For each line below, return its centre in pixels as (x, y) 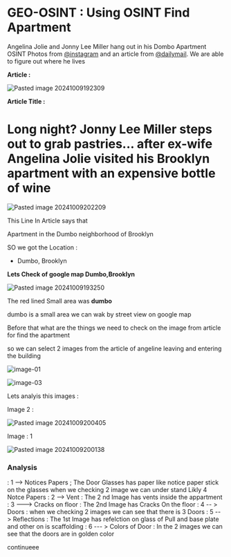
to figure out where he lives (46, 61)
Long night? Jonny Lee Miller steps (110, 130)
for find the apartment (39, 335)
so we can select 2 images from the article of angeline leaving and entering (114, 348)
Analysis (22, 467)
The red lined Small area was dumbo (60, 301)
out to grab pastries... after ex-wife (110, 144)
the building (24, 356)
